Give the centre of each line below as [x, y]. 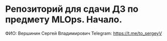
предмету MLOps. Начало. [64, 20]
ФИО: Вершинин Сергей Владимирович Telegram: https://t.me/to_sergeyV [83, 33]
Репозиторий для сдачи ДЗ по [72, 9]
